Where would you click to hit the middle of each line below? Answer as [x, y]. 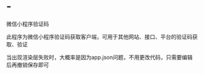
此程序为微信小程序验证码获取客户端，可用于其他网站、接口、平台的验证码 [99, 36]
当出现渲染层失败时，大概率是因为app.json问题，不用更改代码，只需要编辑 [100, 57]
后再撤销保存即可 [28, 65]
